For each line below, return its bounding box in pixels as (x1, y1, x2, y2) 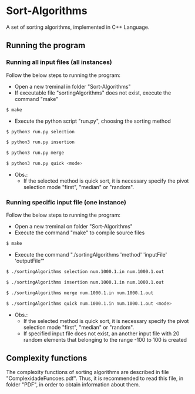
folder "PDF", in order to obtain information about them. (6, 381, 140, 388)
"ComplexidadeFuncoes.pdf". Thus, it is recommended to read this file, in (6, 375, 184, 382)
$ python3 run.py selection (6, 129, 75, 134)
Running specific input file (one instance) (6, 198, 126, 206)
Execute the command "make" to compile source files (14, 229, 145, 236)
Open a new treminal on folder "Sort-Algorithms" (14, 223, 133, 230)
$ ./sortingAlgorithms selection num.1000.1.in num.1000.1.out (6, 269, 164, 275)
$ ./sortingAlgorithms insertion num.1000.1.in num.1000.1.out (6, 279, 164, 285)
